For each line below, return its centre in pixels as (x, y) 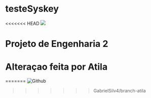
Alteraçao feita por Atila (56, 67)
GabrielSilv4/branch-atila (120, 91)
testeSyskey (32, 9)
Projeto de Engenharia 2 (57, 44)
